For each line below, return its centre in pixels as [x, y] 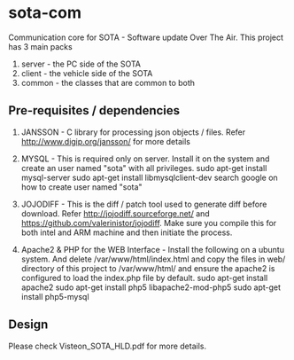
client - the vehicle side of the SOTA [87, 73]
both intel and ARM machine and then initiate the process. [127, 232]
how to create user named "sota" [81, 187]
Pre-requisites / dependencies [94, 110]
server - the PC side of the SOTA [81, 64]
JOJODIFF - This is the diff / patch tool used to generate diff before [144, 204]
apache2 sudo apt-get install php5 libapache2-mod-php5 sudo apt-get [151, 287]
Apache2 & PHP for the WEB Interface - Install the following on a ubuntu [153, 249]
